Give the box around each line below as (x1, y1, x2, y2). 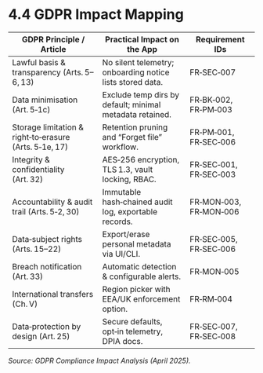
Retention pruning (102, 122, 168, 133)
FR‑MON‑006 (189, 206, 240, 217)
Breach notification (12, 261, 82, 272)
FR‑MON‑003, (189, 196, 242, 207)
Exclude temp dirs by (102, 89, 180, 100)
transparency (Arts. (12, 67, 84, 78)
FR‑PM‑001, (189, 126, 235, 137)
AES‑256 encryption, (102, 154, 180, 165)
